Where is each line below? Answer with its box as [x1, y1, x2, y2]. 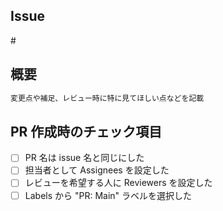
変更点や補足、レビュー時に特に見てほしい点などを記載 [10, 93, 205, 103]
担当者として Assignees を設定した [24, 164, 170, 176]
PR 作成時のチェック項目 [10, 123, 163, 140]
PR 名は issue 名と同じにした [24, 152, 145, 164]
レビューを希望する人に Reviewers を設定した [24, 177, 213, 189]
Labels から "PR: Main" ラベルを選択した [24, 189, 193, 201]
